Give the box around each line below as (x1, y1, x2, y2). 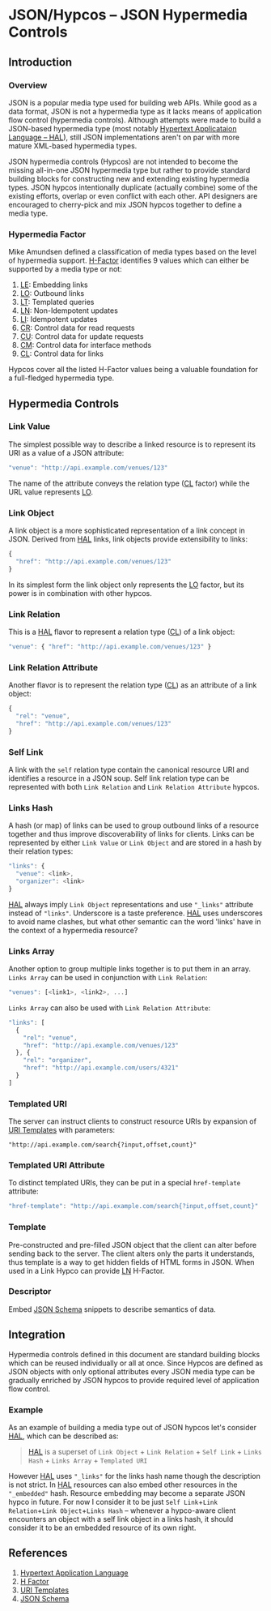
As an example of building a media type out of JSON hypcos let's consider (8, 1422, 257, 1432)
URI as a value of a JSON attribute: (8, 448, 125, 457)
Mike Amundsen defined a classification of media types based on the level (8, 247, 257, 257)
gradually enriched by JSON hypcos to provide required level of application (8, 1375, 260, 1385)
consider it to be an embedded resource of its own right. (8, 1523, 197, 1532)
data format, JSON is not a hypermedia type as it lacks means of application (8, 106, 263, 116)
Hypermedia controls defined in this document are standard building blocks (8, 1349, 260, 1359)
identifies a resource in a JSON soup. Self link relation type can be (8, 773, 230, 783)
